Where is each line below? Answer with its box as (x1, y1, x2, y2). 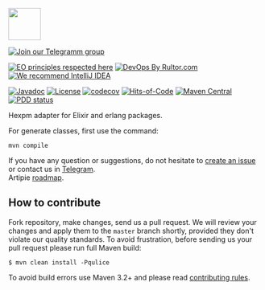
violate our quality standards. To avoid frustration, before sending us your (8, 234, 253, 244)
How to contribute (8, 196, 101, 210)
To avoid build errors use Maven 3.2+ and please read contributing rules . (8, 272, 251, 282)
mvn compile (8, 141, 48, 149)
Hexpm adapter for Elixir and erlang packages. (8, 111, 163, 120)
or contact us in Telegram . (8, 165, 96, 174)
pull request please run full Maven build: (8, 243, 142, 252)
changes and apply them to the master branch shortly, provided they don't (8, 226, 255, 235)
